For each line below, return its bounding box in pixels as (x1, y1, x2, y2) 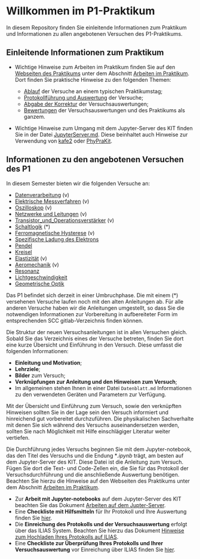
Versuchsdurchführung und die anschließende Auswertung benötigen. (6, 471, 180, 478)
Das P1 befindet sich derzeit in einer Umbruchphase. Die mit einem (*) (6, 291, 179, 299)
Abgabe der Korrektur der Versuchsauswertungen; (23, 100, 149, 107)
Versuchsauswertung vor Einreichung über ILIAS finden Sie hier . (14, 546, 176, 553)
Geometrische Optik (14, 280, 64, 287)
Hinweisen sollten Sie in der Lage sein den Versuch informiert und (6, 409, 169, 416)
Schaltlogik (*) (14, 223, 51, 230)
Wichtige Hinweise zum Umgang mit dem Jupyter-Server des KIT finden (14, 124, 193, 132)
